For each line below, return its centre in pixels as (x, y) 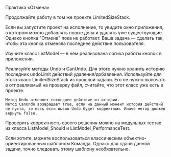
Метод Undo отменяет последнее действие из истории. (63, 100)
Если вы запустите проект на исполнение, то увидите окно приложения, (84, 27)
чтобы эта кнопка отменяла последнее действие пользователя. (75, 43)
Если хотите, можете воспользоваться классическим (64, 138)
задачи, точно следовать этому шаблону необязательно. (68, 149)
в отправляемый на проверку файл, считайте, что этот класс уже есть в (84, 85)
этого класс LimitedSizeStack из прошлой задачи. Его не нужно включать (86, 80)
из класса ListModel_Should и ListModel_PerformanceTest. (68, 128)
